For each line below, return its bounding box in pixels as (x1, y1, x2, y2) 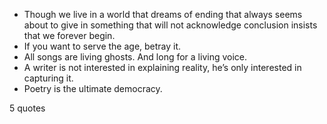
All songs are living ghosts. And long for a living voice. (23, 51, 248, 63)
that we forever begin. (23, 30, 116, 41)
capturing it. (23, 72, 74, 84)
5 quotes (9, 102, 46, 114)
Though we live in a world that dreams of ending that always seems (23, 9, 303, 20)
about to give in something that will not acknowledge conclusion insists (23, 19, 318, 31)
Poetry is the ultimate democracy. (23, 83, 163, 94)
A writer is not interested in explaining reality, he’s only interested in (23, 62, 302, 73)
